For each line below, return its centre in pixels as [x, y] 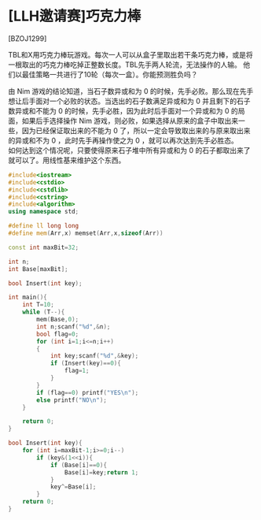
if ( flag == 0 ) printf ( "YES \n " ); [88, 392]
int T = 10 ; [39, 305]
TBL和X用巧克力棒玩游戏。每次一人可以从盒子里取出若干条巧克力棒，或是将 [130, 54]
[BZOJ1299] [28, 38]
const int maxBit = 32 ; [44, 247]
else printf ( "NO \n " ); [72, 400]
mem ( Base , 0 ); [58, 320]
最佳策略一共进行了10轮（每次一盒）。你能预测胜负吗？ [110, 74]
